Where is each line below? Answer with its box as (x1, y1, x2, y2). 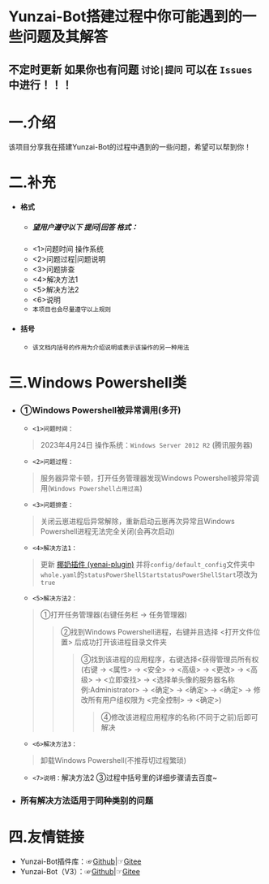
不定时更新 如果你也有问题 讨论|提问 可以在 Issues (8, 63, 253, 76)
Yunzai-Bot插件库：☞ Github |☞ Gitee (19, 856, 142, 866)
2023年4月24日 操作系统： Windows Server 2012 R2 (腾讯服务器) (40, 440, 254, 449)
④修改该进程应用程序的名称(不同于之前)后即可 (100, 712, 258, 721)
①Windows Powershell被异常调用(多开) (19, 404, 181, 415)
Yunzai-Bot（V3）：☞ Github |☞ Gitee (19, 866, 140, 876)
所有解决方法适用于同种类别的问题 (19, 795, 154, 806)
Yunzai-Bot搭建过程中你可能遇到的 (8, 7, 243, 26)
